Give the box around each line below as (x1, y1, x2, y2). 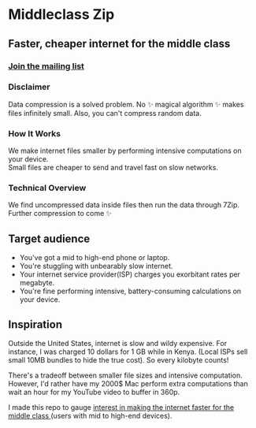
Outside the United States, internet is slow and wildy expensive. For (8, 339, 227, 348)
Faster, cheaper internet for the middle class (8, 37, 231, 50)
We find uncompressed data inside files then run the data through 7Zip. (8, 200, 240, 210)
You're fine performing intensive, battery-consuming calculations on (19, 286, 242, 296)
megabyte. (19, 278, 55, 288)
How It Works (8, 128, 61, 139)
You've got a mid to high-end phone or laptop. (19, 253, 170, 262)
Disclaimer (8, 81, 50, 92)
